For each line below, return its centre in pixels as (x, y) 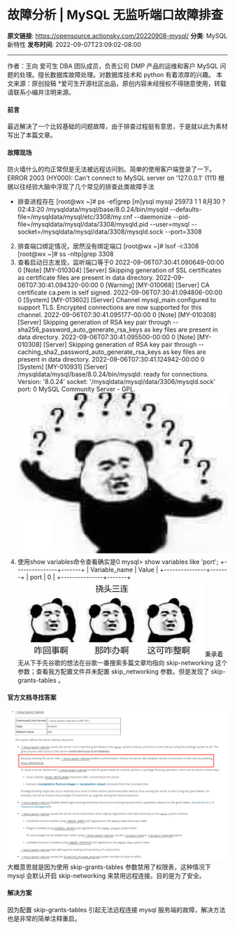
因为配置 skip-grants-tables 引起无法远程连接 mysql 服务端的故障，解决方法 (116, 909)
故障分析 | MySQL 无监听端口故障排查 (115, 15)
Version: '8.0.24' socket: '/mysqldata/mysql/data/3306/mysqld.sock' (116, 382)
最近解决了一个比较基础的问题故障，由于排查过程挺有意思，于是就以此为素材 (117, 127)
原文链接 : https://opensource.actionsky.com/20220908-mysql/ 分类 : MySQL (117, 36)
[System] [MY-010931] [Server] (62, 367)
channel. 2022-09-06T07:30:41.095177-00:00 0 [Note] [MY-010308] (117, 315)
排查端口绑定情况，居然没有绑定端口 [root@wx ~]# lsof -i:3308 (108, 246)
